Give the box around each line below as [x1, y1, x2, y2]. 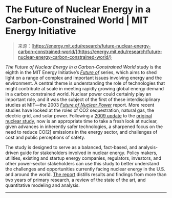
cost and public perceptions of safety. [5, 134, 85, 140]
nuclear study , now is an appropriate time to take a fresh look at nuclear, [5, 118, 158, 124]
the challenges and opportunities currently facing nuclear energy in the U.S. [5, 166, 165, 172]
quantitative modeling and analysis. [5, 182, 80, 188]
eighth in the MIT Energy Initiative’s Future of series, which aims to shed [5, 69, 157, 75]
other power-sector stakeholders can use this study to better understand [5, 160, 159, 166]
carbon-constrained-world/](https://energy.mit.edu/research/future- [17, 48, 162, 55]
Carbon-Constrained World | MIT [5, 14, 148, 26]
